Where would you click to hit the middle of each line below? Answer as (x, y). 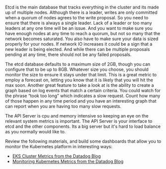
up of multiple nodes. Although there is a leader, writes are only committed (81, 12)
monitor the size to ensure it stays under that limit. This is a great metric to (81, 75)
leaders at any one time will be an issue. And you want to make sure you (79, 28)
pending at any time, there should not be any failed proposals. (68, 55)
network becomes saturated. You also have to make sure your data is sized (82, 39)
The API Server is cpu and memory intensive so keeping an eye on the (77, 116)
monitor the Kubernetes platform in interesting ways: (59, 146)
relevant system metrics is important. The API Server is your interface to (79, 121)
